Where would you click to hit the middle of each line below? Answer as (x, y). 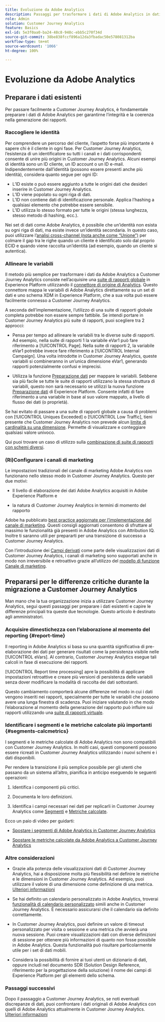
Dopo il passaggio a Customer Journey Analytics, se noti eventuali (72, 999)
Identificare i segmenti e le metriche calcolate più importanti (79, 725)
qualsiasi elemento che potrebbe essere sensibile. (63, 205)
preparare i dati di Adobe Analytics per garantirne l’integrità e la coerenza (79, 114)
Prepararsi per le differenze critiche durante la (77, 582)
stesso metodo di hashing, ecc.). (45, 215)
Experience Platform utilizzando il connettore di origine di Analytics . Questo (82, 285)
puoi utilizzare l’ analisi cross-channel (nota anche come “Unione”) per (76, 235)
